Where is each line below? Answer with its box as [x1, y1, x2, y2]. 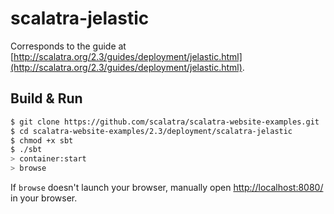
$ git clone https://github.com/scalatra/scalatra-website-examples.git [10, 117, 320, 127]
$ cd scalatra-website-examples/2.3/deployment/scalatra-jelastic [10, 126, 293, 136]
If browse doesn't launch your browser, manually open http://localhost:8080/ [10, 182, 324, 193]
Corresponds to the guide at [10, 40, 127, 52]
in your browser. [10, 192, 78, 204]
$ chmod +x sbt [10, 135, 74, 146]
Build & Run [10, 90, 83, 107]
